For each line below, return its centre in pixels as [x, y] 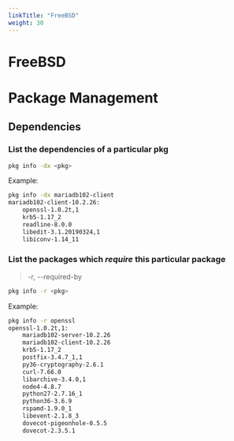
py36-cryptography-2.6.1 [63, 364]
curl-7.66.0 [42, 372]
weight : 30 [26, 23]
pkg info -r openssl [42, 320]
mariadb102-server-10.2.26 [67, 335]
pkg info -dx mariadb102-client [61, 195]
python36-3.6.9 [47, 402]
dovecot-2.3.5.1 [49, 431]
